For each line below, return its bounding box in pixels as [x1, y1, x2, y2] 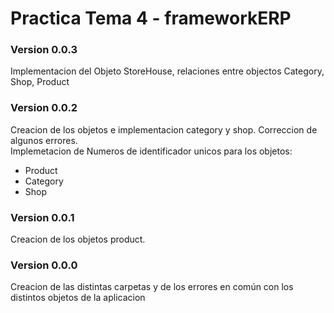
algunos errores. [10, 134, 78, 146]
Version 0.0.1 [10, 210, 75, 224]
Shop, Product [10, 76, 70, 88]
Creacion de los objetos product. [10, 233, 146, 246]
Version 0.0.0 [10, 258, 78, 272]
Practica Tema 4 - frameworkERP [10, 7, 292, 30]
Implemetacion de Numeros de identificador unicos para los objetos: [10, 145, 293, 157]
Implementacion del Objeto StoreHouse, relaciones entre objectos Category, [10, 65, 325, 77]
